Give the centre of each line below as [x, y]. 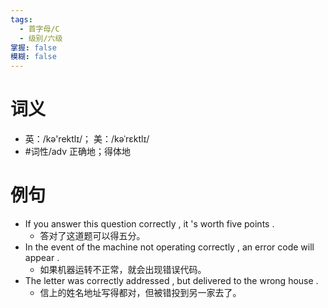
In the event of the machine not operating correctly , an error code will [169, 247]
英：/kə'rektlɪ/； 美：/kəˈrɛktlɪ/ [87, 139]
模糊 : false [33, 57]
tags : [21, 19]
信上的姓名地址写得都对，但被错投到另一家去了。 [140, 292]
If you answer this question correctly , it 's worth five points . [149, 224]
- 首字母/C [39, 29]
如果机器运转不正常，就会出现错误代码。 [123, 269]
